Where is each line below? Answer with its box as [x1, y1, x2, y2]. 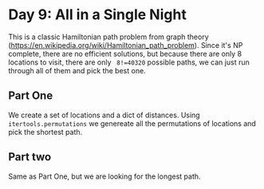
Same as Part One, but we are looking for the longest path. [8, 171, 201, 181]
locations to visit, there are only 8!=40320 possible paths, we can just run [8, 57, 250, 67]
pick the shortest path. [8, 127, 83, 136]
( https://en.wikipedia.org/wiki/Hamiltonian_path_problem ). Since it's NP [8, 40, 243, 49]
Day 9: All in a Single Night [8, 6, 187, 24]
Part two [8, 150, 52, 164]
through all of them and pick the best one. [8, 65, 146, 75]
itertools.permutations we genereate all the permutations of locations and [8, 118, 257, 128]
